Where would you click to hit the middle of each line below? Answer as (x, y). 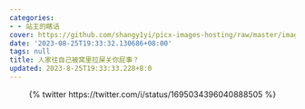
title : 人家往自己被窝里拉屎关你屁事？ (74, 60)
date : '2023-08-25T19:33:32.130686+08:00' (91, 43)
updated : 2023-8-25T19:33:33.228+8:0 (81, 69)
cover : (22, 35)
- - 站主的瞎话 (35, 26)
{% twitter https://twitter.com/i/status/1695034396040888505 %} (152, 94)
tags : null (30, 52)
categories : (32, 18)
